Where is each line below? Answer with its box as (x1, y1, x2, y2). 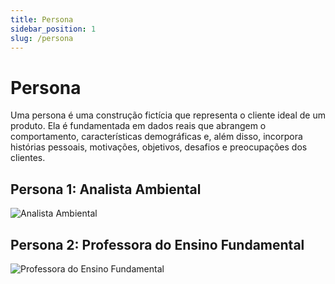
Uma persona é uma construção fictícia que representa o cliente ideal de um (10, 109, 326, 121)
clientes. (10, 152, 46, 164)
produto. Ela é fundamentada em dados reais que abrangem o (10, 120, 267, 132)
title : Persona (10, 14, 74, 25)
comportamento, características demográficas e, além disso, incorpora (10, 131, 303, 143)
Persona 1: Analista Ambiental (10, 181, 202, 198)
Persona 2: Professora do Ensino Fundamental (10, 236, 305, 253)
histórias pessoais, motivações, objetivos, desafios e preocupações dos (10, 141, 308, 153)
